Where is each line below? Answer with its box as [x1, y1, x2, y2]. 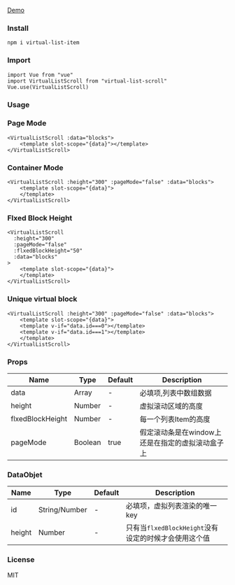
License [7, 555, 35, 565]
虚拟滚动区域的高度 [139, 402, 204, 411]
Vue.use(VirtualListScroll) [7, 83, 90, 90]
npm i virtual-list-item [7, 39, 80, 46]
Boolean [73, 437, 101, 447]
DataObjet [7, 470, 43, 479]
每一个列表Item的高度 [139, 414, 211, 424]
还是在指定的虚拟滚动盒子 [139, 438, 225, 447]
